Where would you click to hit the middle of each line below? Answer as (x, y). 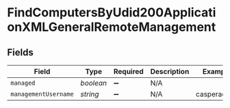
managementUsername (42, 94)
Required (128, 71)
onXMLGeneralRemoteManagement (112, 27)
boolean (94, 83)
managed (23, 83)
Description (170, 71)
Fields (21, 52)
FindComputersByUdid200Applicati (112, 13)
